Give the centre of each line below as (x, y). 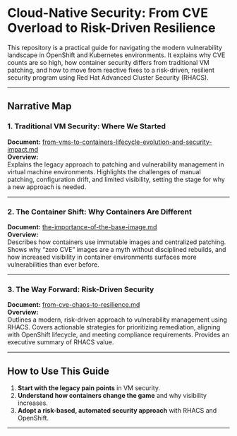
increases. (32, 403)
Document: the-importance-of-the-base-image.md (82, 226)
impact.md (23, 149)
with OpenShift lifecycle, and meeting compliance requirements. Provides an (118, 335)
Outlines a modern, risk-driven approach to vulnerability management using (117, 320)
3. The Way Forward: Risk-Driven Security (81, 289)
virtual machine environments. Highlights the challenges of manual (104, 171)
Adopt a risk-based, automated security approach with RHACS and (117, 411)
